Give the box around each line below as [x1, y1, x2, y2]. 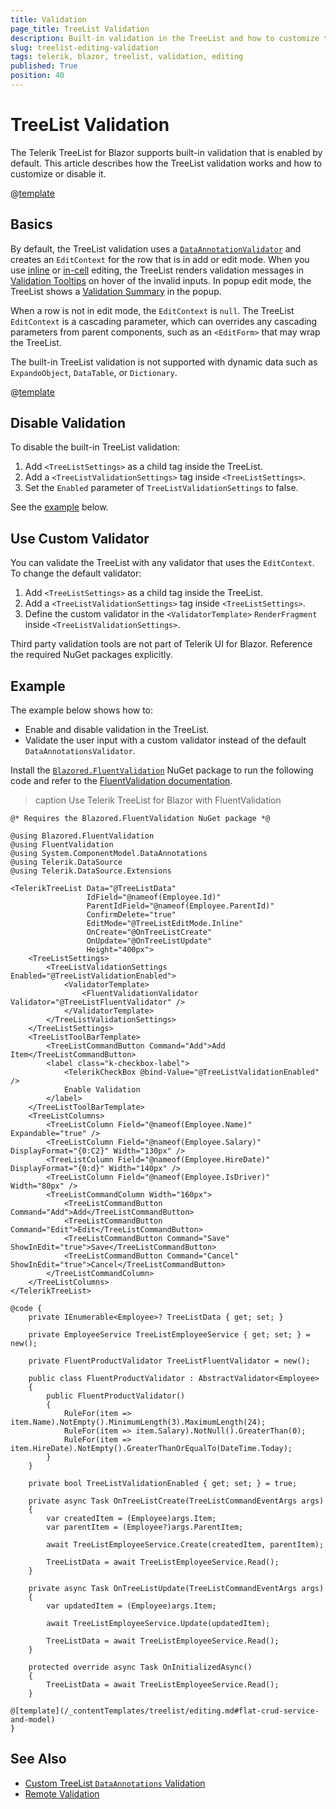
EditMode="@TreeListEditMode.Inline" [86, 919, 244, 929]
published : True [10, 61, 78, 71]
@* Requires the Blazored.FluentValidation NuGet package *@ [10, 814, 271, 824]
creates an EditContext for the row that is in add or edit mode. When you [10, 253, 310, 265]
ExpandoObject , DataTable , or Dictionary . [10, 366, 178, 378]
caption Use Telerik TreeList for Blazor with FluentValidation [34, 794, 282, 806]
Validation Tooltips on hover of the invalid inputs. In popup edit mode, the [10, 274, 312, 286]
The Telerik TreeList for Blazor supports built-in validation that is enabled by [10, 146, 323, 158]
